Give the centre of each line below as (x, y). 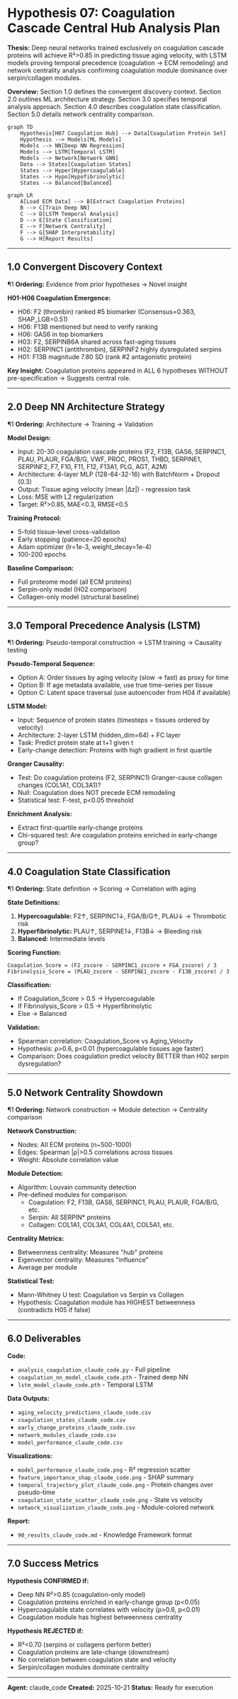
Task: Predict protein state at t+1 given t (75, 743)
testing (17, 650)
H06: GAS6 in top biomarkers (61, 334)
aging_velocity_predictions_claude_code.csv (84, 1412)
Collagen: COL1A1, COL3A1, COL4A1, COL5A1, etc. (101, 1225)
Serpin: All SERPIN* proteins (69, 1217)
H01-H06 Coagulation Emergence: (59, 298)
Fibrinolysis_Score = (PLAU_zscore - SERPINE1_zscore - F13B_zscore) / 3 (119, 972)
